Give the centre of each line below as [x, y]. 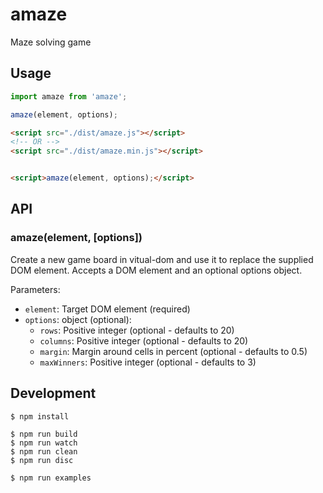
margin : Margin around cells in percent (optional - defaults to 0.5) [173, 351]
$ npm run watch [44, 443]
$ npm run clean [44, 451]
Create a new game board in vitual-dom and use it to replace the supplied [162, 259]
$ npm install [40, 416]
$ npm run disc [42, 460]
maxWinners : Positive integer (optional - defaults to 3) [148, 362]
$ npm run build [44, 434]
